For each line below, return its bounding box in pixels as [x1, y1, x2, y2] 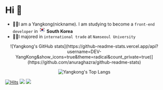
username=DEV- [67, 48, 102, 54]
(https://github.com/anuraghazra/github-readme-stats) [27, 59, 141, 65]
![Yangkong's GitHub [10, 43, 54, 49]
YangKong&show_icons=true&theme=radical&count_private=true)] [15, 53, 153, 59]
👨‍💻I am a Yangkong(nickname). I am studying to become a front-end [12, 21, 155, 27]
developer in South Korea [12, 28, 73, 34]
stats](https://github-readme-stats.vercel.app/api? [54, 43, 158, 49]
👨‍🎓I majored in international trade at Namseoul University [12, 33, 136, 39]
